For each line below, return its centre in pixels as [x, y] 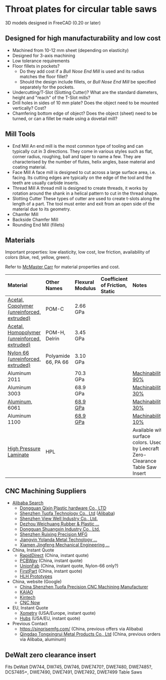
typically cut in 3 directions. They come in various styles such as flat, [83, 151]
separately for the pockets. [47, 87]
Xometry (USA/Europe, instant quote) [58, 613]
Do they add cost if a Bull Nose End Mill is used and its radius [82, 71]
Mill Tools [20, 134]
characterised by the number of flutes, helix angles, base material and [83, 162]
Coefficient [114, 279]
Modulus [85, 289]
